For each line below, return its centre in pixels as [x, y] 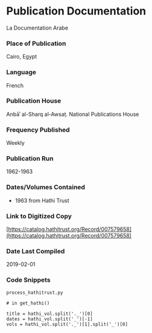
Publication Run [30, 159]
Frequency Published [38, 130]
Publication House [34, 101]
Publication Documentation [76, 11]
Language [21, 72]
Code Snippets [28, 280]
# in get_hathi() [28, 303]
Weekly [16, 143]
